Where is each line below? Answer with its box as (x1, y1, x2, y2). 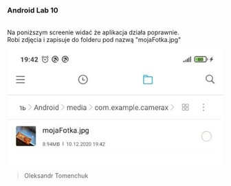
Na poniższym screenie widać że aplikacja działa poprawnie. (7, 28, 179, 36)
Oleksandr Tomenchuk (23, 171, 89, 180)
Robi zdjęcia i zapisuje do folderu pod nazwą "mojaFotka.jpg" (7, 36, 181, 44)
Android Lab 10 (7, 5, 58, 15)
